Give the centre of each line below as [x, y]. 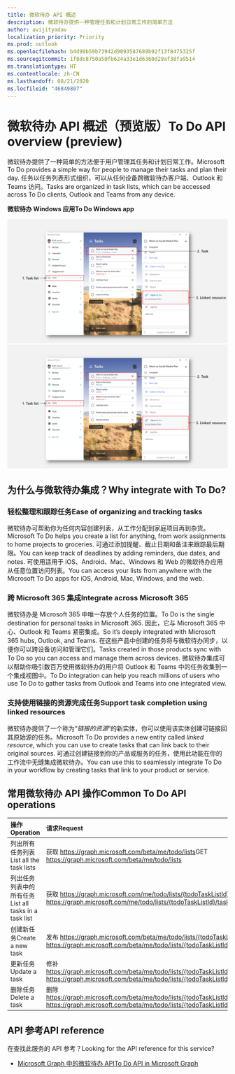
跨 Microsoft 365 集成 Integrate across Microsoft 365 [98, 598]
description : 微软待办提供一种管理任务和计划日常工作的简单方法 [90, 22]
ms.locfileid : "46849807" [45, 89]
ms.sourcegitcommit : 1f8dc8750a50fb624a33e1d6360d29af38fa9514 [101, 59]
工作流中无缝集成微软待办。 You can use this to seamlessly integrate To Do [115, 762]
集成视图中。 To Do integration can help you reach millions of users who [116, 676]
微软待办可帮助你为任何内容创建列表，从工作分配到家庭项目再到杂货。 [108, 528]
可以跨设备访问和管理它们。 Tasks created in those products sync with [120, 649]
